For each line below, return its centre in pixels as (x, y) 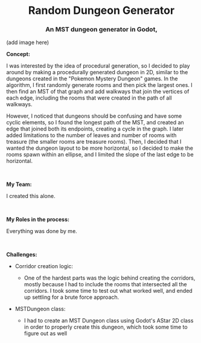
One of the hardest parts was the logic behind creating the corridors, (110, 278)
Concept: (18, 54)
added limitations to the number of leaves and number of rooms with (91, 135)
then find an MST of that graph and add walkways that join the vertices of (98, 92)
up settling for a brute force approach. (72, 297)
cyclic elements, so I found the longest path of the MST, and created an (95, 123)
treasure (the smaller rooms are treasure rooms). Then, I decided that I (94, 142)
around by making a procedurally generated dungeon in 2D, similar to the (97, 72)
